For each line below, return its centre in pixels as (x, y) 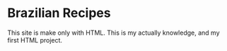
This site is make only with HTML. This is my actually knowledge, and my (114, 33)
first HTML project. (35, 40)
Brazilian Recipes (59, 13)
